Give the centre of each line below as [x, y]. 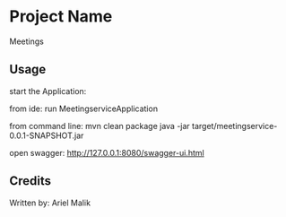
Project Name [61, 17]
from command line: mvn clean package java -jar [100, 126]
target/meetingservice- [234, 126]
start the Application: [48, 91]
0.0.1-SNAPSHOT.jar [47, 135]
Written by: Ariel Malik [50, 203]
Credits [30, 181]
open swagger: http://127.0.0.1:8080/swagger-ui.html [107, 152]
